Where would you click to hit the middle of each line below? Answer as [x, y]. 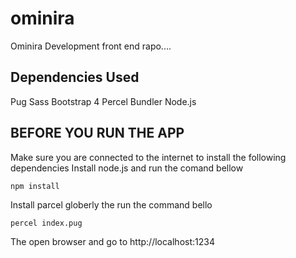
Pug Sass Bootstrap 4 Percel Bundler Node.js [103, 101]
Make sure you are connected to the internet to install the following [148, 157]
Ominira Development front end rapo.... [91, 46]
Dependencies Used [75, 77]
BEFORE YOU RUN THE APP [97, 133]
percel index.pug [46, 223]
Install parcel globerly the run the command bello [111, 204]
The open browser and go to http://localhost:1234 [112, 241]
